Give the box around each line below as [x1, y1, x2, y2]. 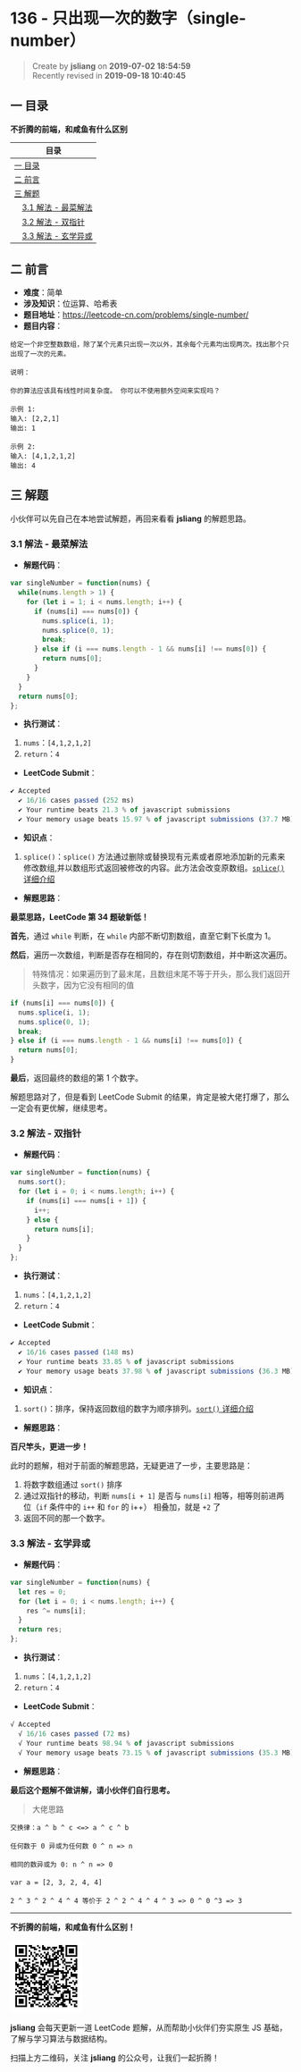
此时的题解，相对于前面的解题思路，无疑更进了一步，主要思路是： [10, 1460, 253, 1470]
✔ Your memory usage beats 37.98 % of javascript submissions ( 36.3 [18, 1367, 279, 1376]
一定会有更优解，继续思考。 [10, 1103, 113, 1114]
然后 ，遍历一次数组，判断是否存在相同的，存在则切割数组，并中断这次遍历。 [10, 949, 292, 960]
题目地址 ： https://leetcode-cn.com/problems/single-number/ [22, 309, 249, 320]
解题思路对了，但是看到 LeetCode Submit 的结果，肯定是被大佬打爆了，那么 [10, 1091, 290, 1102]
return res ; [18, 1625, 63, 1634]
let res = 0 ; [18, 1588, 67, 1596]
